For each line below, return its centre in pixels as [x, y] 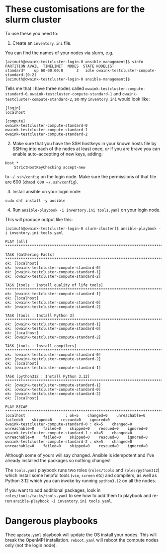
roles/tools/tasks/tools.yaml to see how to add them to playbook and [78, 495]
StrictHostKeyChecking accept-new [50, 167]
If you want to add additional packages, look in [53, 490]
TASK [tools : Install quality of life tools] [54, 285]
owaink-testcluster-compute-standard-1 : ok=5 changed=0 [69, 433]
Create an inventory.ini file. [42, 43]
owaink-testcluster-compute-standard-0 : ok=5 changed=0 [69, 424]
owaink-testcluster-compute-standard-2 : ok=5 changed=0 [69, 441]
